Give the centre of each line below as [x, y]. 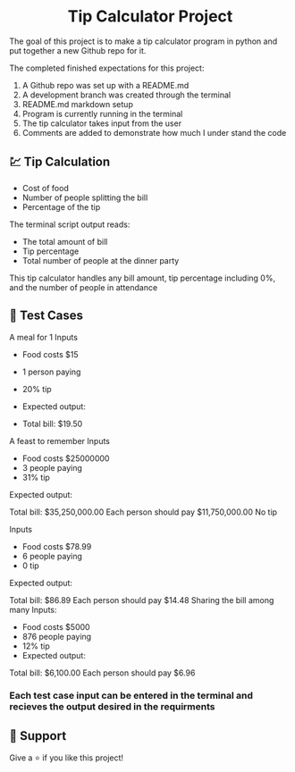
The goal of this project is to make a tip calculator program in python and [143, 41]
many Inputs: [33, 609]
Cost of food [45, 188]
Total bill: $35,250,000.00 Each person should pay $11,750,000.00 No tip [143, 512]
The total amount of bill [65, 241]
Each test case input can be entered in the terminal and [131, 696]
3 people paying [52, 467]
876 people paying [57, 636]
